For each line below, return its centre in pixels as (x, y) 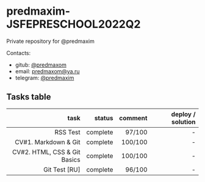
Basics (71, 159)
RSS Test (67, 132)
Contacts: (19, 53)
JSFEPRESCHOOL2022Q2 (74, 24)
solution (183, 122)
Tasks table (29, 97)
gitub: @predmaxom (41, 65)
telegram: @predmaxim (45, 78)
